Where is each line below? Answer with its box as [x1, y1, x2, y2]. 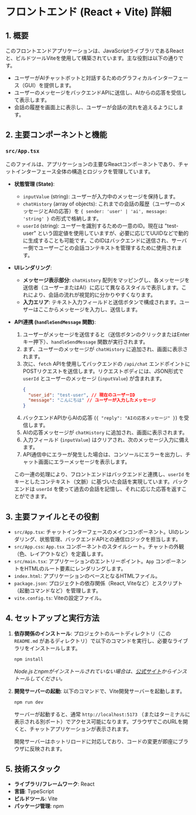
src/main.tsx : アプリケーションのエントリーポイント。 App [13, 558, 154, 564]
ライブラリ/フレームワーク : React [13, 780, 95, 787]
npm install [13, 656, 43, 662]
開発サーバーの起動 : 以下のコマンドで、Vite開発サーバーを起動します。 [13, 688, 185, 695]
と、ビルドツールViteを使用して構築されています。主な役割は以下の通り [5, 55, 178, 62]
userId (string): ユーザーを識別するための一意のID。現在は [22, 222, 164, 229]
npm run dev [13, 699, 43, 705]
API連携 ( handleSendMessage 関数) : [13, 318, 96, 325]
